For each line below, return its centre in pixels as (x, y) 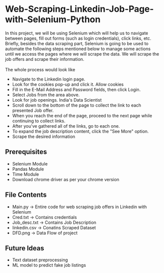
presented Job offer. (33, 110)
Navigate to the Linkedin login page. (49, 79)
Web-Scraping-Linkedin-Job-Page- (80, 9)
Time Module (26, 174)
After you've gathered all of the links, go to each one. (66, 126)
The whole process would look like (40, 69)
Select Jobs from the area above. (46, 95)
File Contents (26, 195)
